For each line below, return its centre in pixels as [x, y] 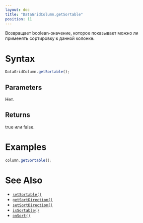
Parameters [24, 87]
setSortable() [27, 195]
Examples [26, 147]
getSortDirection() [33, 200]
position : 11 [19, 19]
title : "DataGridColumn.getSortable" [44, 14]
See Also [24, 180]
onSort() [21, 216]
